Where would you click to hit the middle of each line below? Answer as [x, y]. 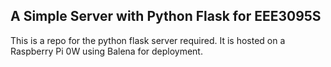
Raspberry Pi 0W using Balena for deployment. [106, 51]
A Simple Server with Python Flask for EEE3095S [166, 16]
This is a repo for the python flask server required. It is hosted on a [148, 40]
